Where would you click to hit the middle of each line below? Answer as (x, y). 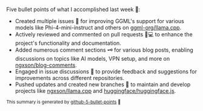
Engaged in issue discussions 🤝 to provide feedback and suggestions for (106, 72)
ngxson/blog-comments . (46, 65)
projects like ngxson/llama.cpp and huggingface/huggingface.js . (95, 91)
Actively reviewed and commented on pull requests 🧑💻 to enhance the (104, 34)
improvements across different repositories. (70, 78)
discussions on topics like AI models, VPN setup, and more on (92, 59)
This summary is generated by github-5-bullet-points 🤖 (64, 102)
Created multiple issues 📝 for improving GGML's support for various (100, 21)
